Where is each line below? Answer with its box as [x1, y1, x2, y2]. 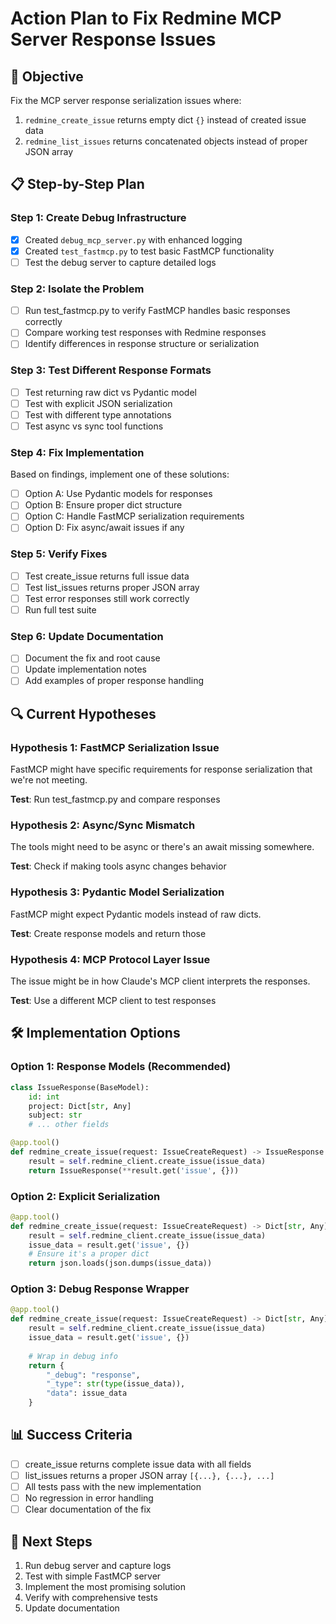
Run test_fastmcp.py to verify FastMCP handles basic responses [24, 305, 291, 317]
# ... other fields [28, 1120, 110, 1130]
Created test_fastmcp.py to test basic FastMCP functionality [24, 245, 275, 257]
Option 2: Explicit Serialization [10, 1189, 161, 1203]
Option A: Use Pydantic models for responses [24, 488, 213, 500]
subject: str [28, 1110, 83, 1121]
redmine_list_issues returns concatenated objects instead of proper [24, 135, 308, 147]
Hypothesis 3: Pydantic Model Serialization [10, 885, 225, 899]
